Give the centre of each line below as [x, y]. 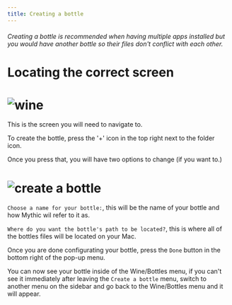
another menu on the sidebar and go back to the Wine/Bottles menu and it [115, 287]
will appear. [24, 294]
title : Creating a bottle [45, 14]
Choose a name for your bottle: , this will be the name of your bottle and [114, 208]
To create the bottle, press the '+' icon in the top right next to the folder [111, 138]
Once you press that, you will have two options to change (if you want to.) [115, 159]
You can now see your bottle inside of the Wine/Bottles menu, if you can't [115, 271]
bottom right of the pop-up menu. [57, 258]
